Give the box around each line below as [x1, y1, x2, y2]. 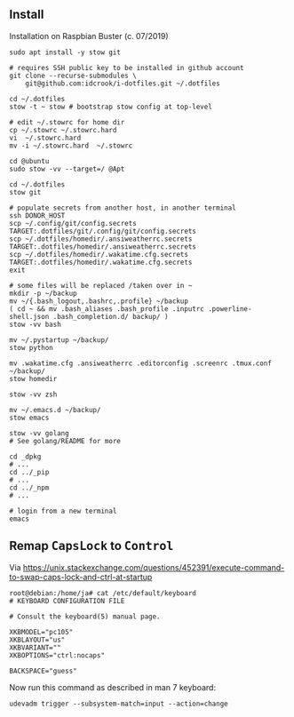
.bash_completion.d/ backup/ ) [52, 312, 169, 321]
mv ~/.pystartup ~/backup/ [9, 335, 109, 345]
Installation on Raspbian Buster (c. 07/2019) [9, 30, 169, 41]
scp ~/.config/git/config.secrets [9, 219, 138, 227]
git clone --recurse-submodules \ [9, 71, 138, 80]
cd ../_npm [9, 483, 50, 492]
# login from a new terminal [9, 506, 117, 515]
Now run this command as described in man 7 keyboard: [9, 681, 216, 692]
